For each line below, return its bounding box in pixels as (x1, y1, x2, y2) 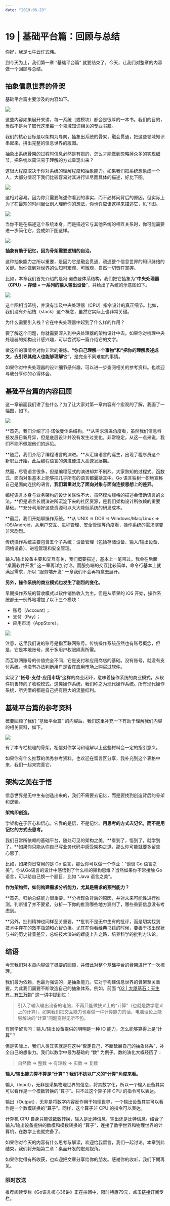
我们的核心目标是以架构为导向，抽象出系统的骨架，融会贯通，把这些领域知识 (5, 134, 165, 140)
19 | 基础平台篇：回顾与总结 (5, 31, 120, 42)
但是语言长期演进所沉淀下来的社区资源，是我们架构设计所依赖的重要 (18, 498, 161, 504)
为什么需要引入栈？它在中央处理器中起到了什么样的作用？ (5, 319, 125, 325)
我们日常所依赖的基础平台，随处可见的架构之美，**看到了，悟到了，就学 (5, 837, 156, 843)
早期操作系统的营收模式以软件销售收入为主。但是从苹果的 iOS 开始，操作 (5, 590, 157, 596)
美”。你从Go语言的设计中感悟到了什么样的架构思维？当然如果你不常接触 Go (5, 867, 162, 873)
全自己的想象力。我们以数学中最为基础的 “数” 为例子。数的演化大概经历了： (5, 1049, 163, 1055)
